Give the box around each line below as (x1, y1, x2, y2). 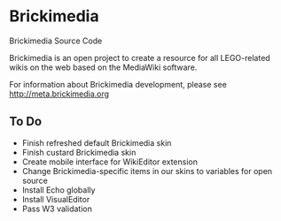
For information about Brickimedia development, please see (9, 79, 228, 89)
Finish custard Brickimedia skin (21, 147, 137, 157)
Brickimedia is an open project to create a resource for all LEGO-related (9, 52, 270, 63)
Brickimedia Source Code (9, 35, 103, 46)
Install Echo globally (21, 184, 96, 195)
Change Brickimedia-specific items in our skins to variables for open (21, 165, 273, 176)
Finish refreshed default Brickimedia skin (21, 137, 172, 148)
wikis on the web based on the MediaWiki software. (9, 62, 198, 72)
